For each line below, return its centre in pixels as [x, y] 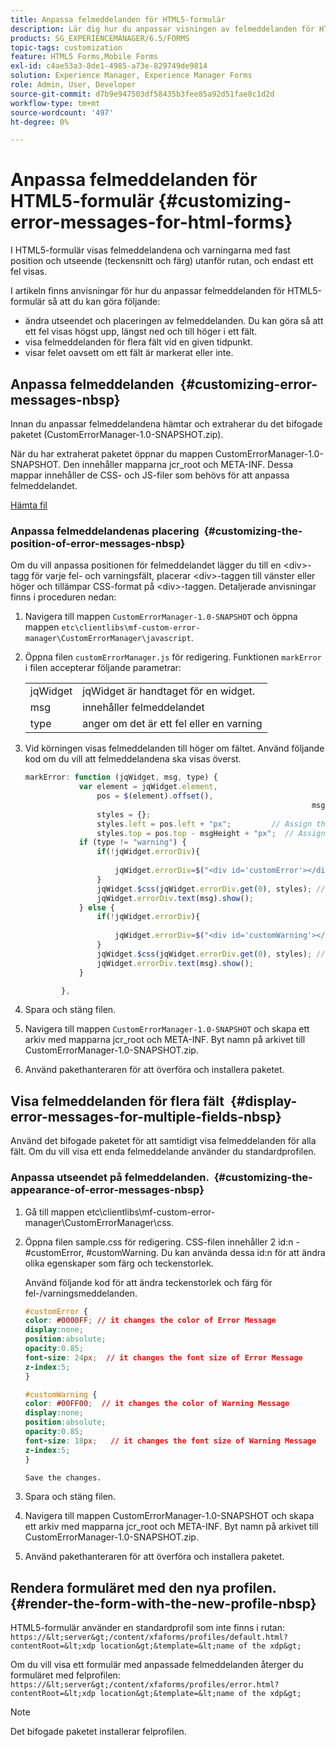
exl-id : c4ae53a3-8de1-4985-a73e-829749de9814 [109, 66]
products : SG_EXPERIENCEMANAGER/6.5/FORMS [100, 38]
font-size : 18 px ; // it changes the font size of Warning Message [170, 1441]
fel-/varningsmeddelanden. [81, 1293]
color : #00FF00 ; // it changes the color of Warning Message [157, 1404]
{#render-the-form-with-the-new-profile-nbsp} [163, 1603]
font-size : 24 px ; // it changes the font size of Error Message [163, 1357]
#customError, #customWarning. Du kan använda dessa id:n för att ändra [175, 1252]
